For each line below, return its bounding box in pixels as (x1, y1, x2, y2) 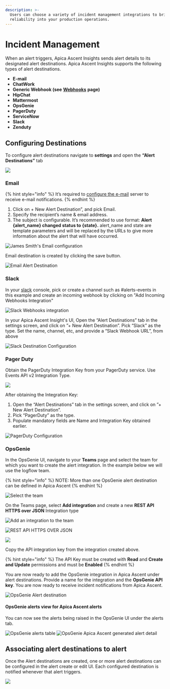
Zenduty (12, 124, 31, 130)
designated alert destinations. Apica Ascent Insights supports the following (5, 61, 162, 67)
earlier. (12, 423, 27, 429)
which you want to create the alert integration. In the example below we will (5, 462, 163, 468)
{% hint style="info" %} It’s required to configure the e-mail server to (5, 191, 149, 197)
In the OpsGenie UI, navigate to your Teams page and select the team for (5, 457, 158, 463)
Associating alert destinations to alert (5, 645, 127, 653)
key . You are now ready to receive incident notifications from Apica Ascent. (5, 582, 163, 588)
